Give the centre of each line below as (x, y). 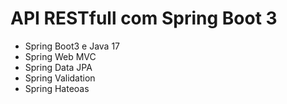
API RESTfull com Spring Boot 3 (144, 18)
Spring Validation (60, 78)
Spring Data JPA (58, 67)
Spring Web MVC (60, 56)
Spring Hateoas (57, 88)
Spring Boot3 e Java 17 (72, 46)
